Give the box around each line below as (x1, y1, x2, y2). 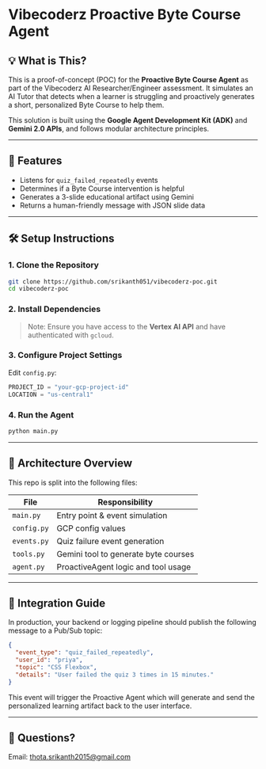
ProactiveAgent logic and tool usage (56, 561, 192, 572)
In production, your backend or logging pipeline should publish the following (8, 618, 257, 627)
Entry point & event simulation (56, 509, 168, 520)
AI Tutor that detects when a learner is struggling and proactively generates (8, 92, 255, 101)
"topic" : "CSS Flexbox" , (15, 664, 97, 672)
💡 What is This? (8, 54, 87, 67)
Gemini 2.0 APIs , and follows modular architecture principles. (8, 124, 210, 133)
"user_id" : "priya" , (15, 656, 83, 664)
